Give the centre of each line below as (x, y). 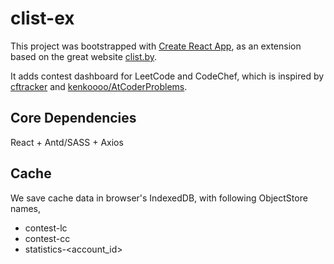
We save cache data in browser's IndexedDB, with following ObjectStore (159, 198)
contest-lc (46, 228)
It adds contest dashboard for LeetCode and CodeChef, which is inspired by (167, 76)
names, (25, 208)
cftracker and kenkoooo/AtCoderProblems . (99, 86)
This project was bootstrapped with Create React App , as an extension (156, 46)
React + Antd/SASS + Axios (67, 142)
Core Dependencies (73, 118)
